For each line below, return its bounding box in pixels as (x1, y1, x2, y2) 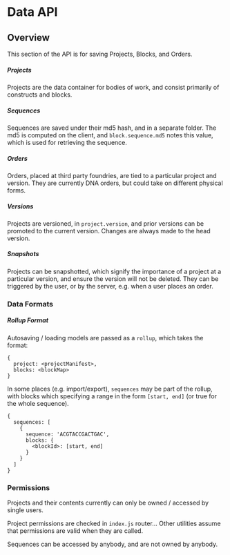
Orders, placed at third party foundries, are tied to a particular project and (7, 171, 217, 179)
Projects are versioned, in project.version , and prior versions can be (7, 219, 204, 228)
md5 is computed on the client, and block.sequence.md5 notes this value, (7, 130, 213, 139)
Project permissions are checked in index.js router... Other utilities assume (7, 519, 221, 528)
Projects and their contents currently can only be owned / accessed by (7, 498, 209, 507)
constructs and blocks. (7, 90, 73, 99)
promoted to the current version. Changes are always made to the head (7, 226, 211, 235)
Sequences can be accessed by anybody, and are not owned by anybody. (7, 540, 218, 549)
